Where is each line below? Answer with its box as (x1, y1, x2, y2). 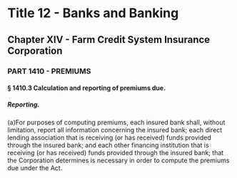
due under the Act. (7, 164, 63, 172)
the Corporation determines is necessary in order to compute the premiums (7, 156, 230, 165)
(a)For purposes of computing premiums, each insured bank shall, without (7, 118, 226, 127)
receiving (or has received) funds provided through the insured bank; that (7, 149, 224, 157)
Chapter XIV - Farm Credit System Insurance (7, 34, 211, 46)
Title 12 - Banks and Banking (7, 5, 179, 21)
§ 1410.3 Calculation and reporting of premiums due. (7, 84, 166, 92)
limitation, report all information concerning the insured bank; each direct (7, 126, 223, 134)
